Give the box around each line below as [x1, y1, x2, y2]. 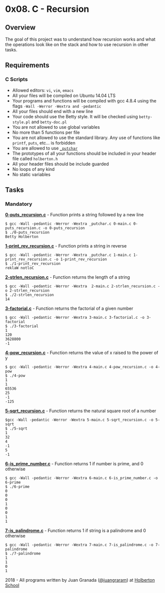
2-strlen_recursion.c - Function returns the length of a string [5, 274, 130, 280]
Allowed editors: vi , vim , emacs [12, 87, 74, 93]
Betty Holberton [5, 234, 39, 240]
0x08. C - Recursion [5, 3, 89, 15]
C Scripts [5, 76, 28, 83]
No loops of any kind [12, 166, 55, 172]
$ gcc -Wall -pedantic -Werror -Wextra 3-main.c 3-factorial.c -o [5, 315, 145, 320]
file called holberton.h [12, 155, 58, 161]
